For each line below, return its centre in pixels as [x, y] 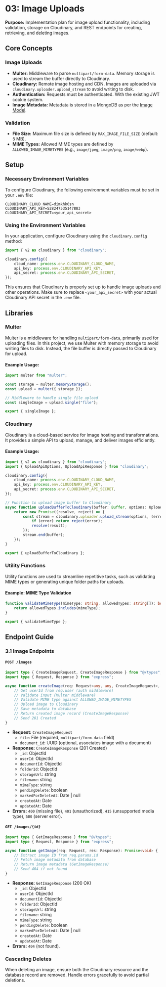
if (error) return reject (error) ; [67, 521]
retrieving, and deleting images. [37, 33]
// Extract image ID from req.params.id [56, 855]
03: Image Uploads [45, 9]
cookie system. [28, 99]
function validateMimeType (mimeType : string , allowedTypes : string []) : [80, 604]
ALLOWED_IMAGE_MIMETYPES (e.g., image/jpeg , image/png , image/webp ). [80, 149]
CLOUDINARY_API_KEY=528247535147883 [43, 208]
